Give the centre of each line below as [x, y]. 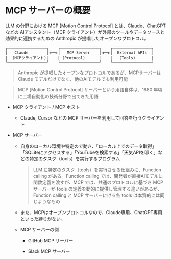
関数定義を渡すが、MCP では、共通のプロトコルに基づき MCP [98, 182]
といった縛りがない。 [43, 219]
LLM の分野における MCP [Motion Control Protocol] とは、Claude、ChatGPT [86, 26]
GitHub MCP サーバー [51, 240]
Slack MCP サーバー [49, 251]
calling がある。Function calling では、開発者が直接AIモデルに [98, 176]
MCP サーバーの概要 [48, 10]
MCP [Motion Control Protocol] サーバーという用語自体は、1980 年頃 [90, 89]
